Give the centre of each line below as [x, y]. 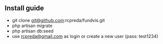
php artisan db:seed [33, 31]
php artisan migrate [32, 25]
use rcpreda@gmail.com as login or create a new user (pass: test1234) [85, 36]
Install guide [24, 8]
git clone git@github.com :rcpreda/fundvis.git [58, 20]
